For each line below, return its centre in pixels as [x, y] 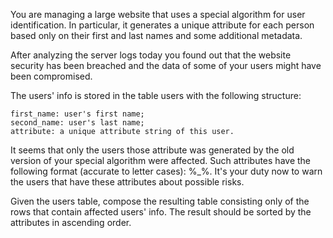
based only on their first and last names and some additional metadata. [156, 35]
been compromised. [51, 76]
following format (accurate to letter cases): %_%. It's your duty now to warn [166, 171]
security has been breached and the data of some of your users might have [166, 65]
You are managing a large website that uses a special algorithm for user [158, 14]
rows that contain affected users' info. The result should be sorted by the [161, 212]
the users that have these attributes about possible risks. [127, 182]
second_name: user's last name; [77, 123]
